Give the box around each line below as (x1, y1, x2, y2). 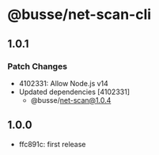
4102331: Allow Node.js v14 (18, 78, 108, 88)
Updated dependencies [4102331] (18, 87, 130, 96)
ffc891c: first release (18, 139, 86, 149)
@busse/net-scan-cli (7, 6, 152, 24)
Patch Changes (7, 61, 68, 72)
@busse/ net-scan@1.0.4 (30, 95, 112, 104)
